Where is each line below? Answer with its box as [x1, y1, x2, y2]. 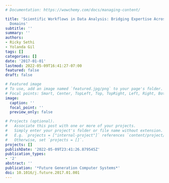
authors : [5, 35, 24, 40]
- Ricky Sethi [5, 40, 35, 45]
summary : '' [5, 31, 30, 36]
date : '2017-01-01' [5, 58, 46, 63]
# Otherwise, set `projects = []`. [5, 137, 84, 142]
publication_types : [5, 151, 46, 156]
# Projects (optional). [5, 119, 55, 124]
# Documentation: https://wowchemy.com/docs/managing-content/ [5, 7, 141, 13]
